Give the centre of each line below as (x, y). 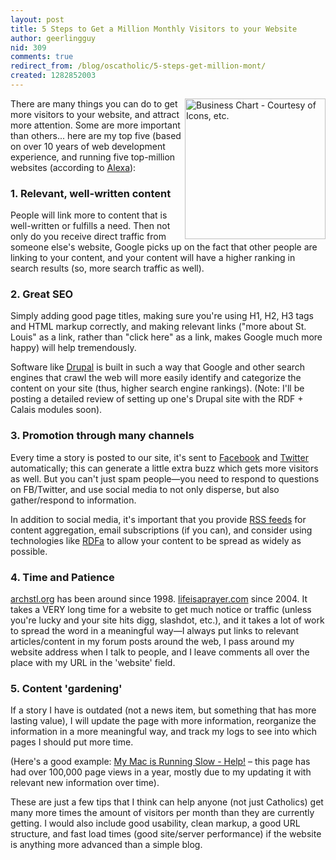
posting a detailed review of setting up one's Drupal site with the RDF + (157, 399)
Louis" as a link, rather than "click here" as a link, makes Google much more (166, 337)
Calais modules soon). (56, 410)
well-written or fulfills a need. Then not (90, 226)
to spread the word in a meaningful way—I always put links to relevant (155, 631)
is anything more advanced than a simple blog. (106, 845)
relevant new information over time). (85, 783)
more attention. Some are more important (95, 125)
